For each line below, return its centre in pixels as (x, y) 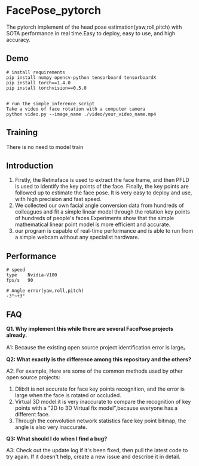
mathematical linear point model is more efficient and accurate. (93, 224)
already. (17, 335)
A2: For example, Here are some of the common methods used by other (95, 371)
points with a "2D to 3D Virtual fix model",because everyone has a (96, 408)
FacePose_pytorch (54, 10)
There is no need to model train (45, 147)
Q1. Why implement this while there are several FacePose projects (90, 329)
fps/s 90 (20, 281)
